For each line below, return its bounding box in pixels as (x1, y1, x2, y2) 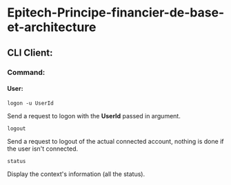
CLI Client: (7, 47, 53, 58)
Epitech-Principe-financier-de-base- (7, 5, 225, 21)
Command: (7, 67, 46, 77)
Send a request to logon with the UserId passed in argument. (7, 111, 181, 120)
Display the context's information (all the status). (7, 170, 145, 178)
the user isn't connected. (7, 144, 79, 153)
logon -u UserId (7, 100, 54, 107)
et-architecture (7, 19, 97, 35)
